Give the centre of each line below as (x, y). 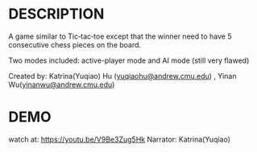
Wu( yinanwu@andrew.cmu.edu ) (62, 84)
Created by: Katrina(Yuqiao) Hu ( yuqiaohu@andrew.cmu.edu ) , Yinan (122, 76)
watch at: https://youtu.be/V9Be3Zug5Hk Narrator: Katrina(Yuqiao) (120, 139)
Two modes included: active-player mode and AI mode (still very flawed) (129, 60)
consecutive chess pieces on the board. (75, 44)
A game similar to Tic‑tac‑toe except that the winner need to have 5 (120, 36)
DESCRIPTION (56, 14)
